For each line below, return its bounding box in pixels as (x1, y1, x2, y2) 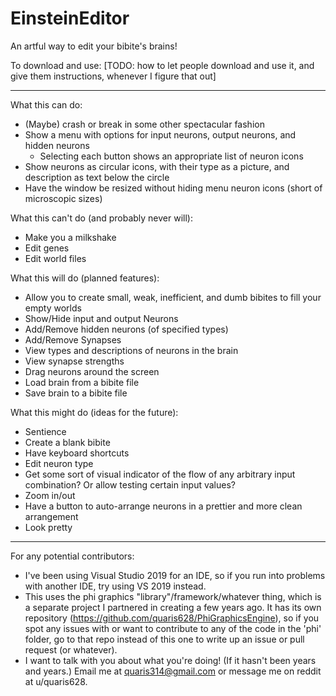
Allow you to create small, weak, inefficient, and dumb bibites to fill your (24, 291, 322, 303)
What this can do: (10, 98, 83, 111)
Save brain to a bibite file (24, 387, 128, 399)
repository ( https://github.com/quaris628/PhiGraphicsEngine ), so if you (24, 612, 320, 624)
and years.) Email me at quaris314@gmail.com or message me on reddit (24, 665, 322, 677)
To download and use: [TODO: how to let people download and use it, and (10, 59, 315, 71)
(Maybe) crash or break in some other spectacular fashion (24, 118, 265, 130)
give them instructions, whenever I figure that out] (10, 70, 217, 82)
